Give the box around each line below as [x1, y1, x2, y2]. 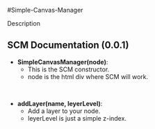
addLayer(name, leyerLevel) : [17, 99, 103, 108]
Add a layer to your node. [27, 107, 101, 115]
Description [7, 19, 40, 27]
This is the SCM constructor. [27, 65, 110, 74]
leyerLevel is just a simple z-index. [27, 114, 127, 122]
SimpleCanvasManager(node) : [17, 58, 108, 66]
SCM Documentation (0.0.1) [7, 40, 129, 51]
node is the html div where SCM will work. [27, 72, 149, 80]
